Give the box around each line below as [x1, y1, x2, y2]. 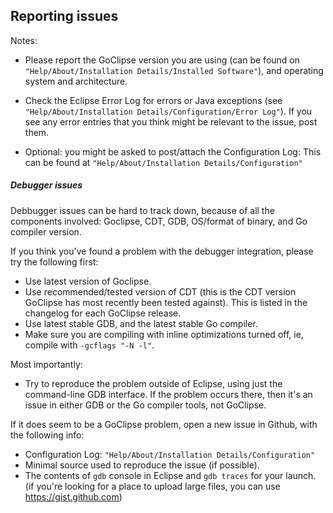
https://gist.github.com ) [24, 490, 123, 503]
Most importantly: [10, 358, 83, 370]
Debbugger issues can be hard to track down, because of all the [10, 204, 275, 216]
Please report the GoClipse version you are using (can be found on [24, 54, 301, 66]
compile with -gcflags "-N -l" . [24, 339, 155, 351]
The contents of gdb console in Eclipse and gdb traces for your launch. [24, 469, 317, 481]
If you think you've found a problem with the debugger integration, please [10, 245, 314, 257]
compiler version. [10, 225, 82, 238]
